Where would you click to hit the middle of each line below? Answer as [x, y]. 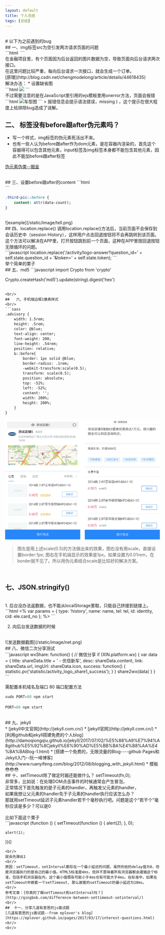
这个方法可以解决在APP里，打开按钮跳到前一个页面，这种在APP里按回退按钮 [82, 241]
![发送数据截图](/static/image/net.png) [44, 642]
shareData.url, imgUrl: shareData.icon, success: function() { [66, 666]
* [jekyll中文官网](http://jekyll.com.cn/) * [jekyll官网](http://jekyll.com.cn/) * [81, 728]
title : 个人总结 [20, 16]
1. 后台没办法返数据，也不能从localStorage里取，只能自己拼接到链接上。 [78, 605]
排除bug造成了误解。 [39, 108]
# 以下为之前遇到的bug [28, 41]
